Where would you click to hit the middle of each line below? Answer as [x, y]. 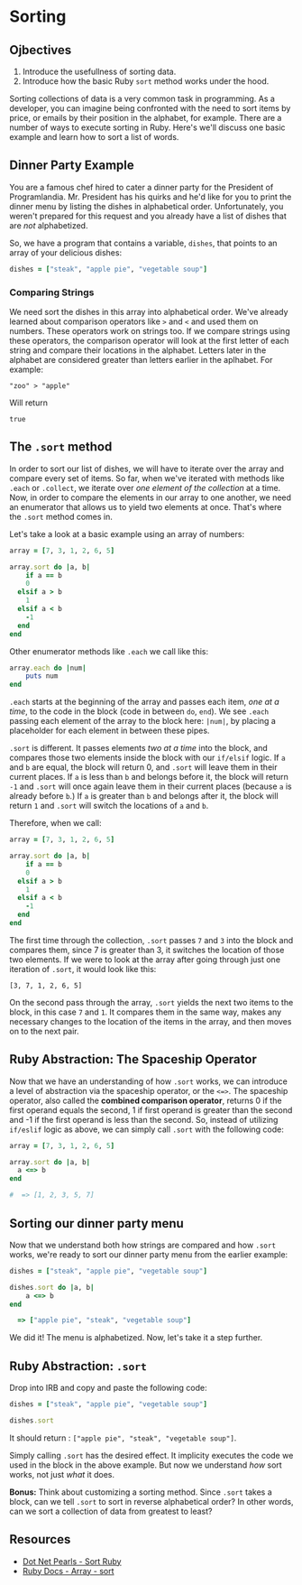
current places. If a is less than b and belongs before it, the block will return [149, 777]
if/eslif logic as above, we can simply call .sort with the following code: [146, 1129]
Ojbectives [41, 50]
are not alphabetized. [49, 225]
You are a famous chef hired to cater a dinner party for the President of [142, 187]
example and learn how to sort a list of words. [94, 137]
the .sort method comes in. [61, 516]
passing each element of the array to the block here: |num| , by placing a [143, 721]
